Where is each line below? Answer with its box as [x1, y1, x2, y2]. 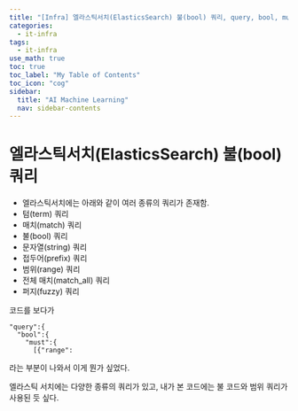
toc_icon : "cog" [9, 79, 69, 88]
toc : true [9, 63, 46, 72]
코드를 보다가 [9, 305, 55, 315]
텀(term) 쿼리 [21, 209, 69, 220]
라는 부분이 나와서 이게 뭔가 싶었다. [9, 362, 130, 373]
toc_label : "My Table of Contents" [9, 71, 141, 80]
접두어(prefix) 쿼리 [21, 253, 88, 264]
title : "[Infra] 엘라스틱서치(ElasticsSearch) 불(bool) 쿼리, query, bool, [9, 12, 279, 22]
